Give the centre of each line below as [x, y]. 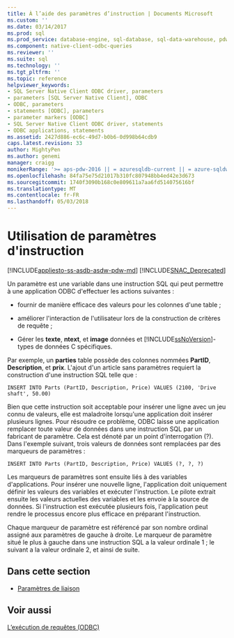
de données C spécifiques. [74, 347]
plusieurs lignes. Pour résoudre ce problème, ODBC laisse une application [113, 421]
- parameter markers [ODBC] [48, 117]
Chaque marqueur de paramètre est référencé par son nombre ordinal [108, 527]
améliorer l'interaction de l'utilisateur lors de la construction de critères [119, 318]
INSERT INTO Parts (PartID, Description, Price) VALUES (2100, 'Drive [112, 388]
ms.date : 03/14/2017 [37, 26]
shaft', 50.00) [29, 394]
